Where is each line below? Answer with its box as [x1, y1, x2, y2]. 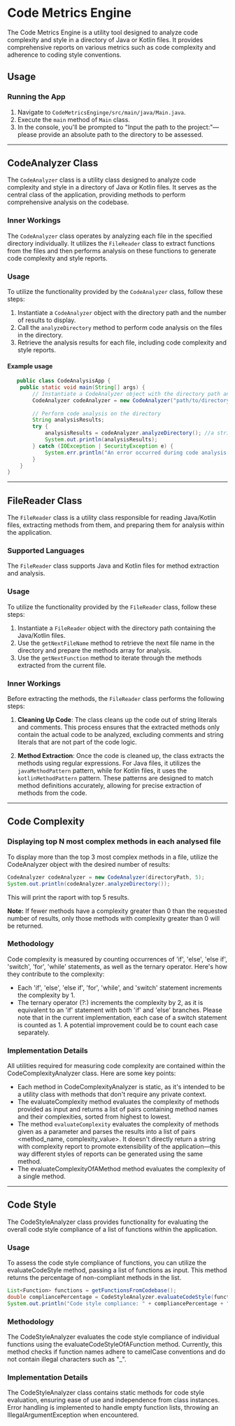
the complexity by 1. [17, 991, 76, 999]
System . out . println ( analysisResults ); [44, 437, 158, 444]
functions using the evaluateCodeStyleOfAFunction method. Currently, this [7, 1340, 222, 1349]
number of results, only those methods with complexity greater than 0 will [7, 914, 220, 922]
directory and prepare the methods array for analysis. [17, 646, 172, 654]
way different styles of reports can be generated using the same [17, 1150, 204, 1159]
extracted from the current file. [17, 661, 107, 669]
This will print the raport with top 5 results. [7, 893, 129, 901]
